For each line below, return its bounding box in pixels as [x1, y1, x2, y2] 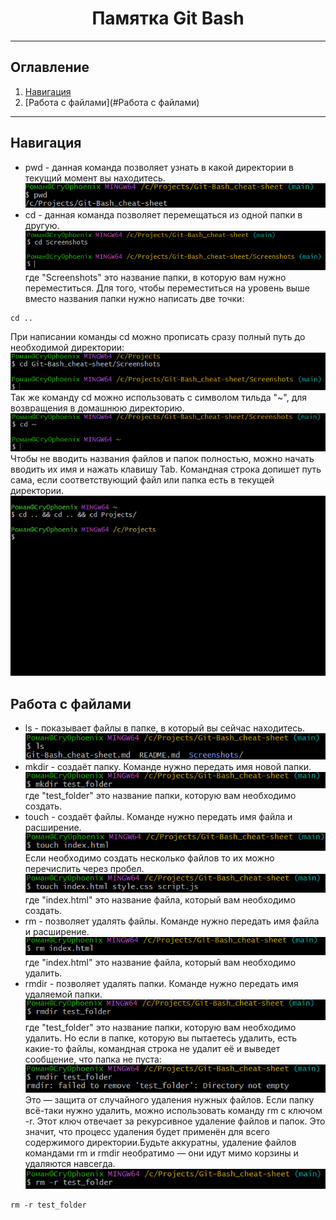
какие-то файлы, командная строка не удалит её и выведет [24, 1042, 281, 1054]
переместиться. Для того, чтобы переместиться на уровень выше [24, 282, 310, 294]
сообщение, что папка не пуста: [24, 1053, 163, 1065]
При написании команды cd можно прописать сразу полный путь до [10, 331, 306, 343]
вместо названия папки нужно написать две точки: [24, 293, 245, 305]
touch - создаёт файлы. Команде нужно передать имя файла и [24, 810, 293, 822]
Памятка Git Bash [91, 7, 245, 30]
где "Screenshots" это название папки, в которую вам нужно [24, 272, 287, 284]
